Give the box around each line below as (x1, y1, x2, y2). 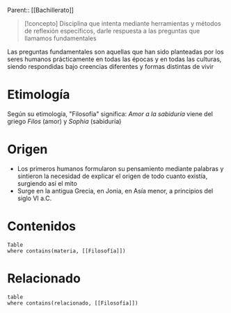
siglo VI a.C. (17, 194, 52, 202)
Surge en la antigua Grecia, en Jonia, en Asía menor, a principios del (17, 186, 214, 195)
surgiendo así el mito (17, 179, 78, 187)
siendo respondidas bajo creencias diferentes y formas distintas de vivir (7, 63, 214, 70)
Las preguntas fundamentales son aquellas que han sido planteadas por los (7, 48, 224, 56)
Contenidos (7, 218, 77, 234)
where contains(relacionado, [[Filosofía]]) (7, 299, 138, 307)
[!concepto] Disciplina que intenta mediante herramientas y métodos (24, 19, 221, 27)
